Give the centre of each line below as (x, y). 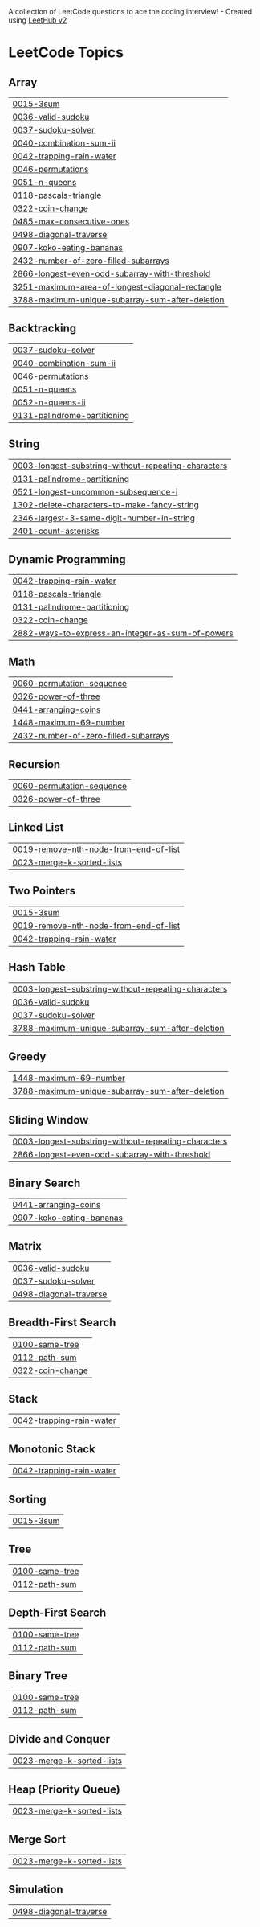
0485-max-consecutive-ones (71, 222)
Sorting (27, 1499)
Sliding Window (49, 1120)
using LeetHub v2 (38, 20)
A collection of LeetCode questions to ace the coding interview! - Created (130, 12)
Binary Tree (38, 1676)
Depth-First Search (57, 1613)
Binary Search (45, 1183)
